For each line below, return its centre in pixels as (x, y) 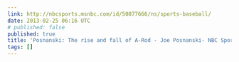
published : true (31, 34)
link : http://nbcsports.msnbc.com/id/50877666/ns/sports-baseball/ (110, 14)
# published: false (36, 27)
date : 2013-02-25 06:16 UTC (49, 21)
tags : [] (20, 47)
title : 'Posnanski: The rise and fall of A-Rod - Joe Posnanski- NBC (113, 41)
